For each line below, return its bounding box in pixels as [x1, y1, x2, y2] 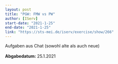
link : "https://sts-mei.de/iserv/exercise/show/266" [5, 30, 114, 34]
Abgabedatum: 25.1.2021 [5, 53, 56, 59]
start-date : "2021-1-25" [5, 20, 55, 26]
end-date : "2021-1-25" [5, 25, 51, 30]
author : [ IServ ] [5, 16, 38, 21]
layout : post [5, 7, 32, 12]
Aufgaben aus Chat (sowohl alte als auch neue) [5, 43, 100, 48]
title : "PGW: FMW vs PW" [5, 12, 55, 16]
